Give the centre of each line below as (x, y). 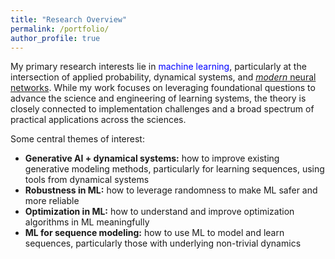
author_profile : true (55, 38)
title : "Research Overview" (69, 19)
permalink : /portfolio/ (60, 29)
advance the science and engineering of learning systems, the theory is (158, 98)
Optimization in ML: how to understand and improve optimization (159, 212)
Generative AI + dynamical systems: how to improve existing (152, 158)
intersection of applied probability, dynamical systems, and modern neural (163, 77)
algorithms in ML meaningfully (87, 222)
